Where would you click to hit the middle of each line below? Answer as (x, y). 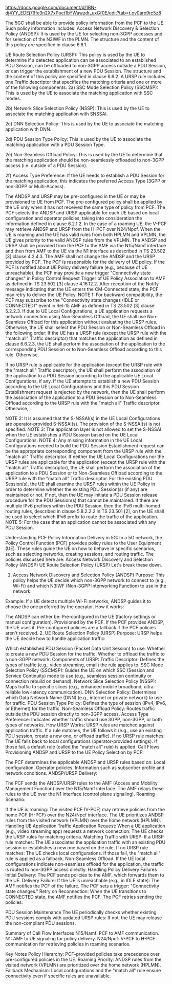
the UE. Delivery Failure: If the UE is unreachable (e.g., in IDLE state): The (82, 880)
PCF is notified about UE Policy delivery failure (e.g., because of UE (77, 267)
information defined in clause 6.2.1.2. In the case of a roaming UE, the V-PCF (86, 224)
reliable (13, 692)
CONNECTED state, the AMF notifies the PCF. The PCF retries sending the (84, 897)
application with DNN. (28, 129)
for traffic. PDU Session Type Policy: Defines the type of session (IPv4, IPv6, (86, 703)
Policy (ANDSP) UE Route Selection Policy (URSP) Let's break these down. (84, 565)
